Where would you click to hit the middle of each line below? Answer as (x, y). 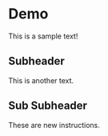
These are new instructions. (54, 125)
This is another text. (41, 80)
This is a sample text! (43, 36)
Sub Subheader (48, 106)
